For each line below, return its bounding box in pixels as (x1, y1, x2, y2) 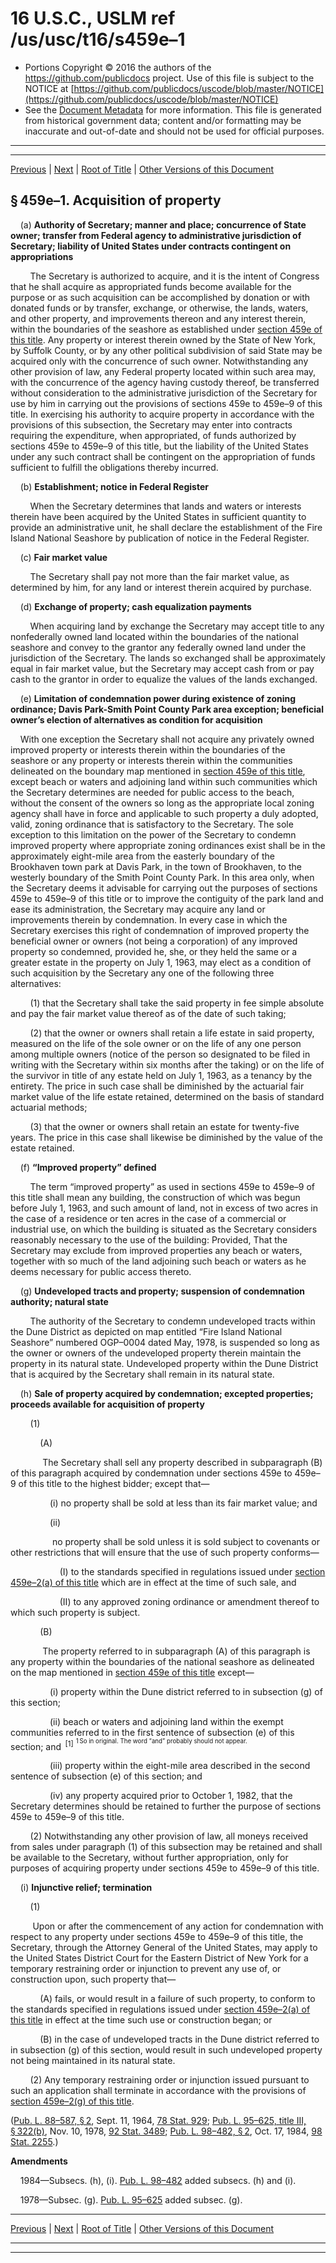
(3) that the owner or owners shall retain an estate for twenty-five (29, 1120, 300, 1132)
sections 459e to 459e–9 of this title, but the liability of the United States (10, 440, 309, 452)
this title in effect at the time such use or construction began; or (10, 2014, 273, 2026)
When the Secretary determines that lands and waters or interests (29, 500, 302, 512)
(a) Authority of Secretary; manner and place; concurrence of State (19, 218, 307, 231)
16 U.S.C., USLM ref (10, 7, 176, 30)
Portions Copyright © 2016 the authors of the (24, 61, 212, 73)
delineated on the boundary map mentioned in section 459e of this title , (10, 765, 306, 777)
